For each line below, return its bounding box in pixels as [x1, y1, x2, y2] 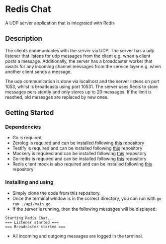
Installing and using [5, 179, 54, 186]
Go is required [12, 135, 42, 141]
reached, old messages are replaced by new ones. [5, 94, 109, 100]
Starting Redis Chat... [5, 215, 55, 221]
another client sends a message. [5, 69, 72, 75]
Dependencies [5, 123, 41, 130]
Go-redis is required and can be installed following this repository [12, 156, 147, 162]
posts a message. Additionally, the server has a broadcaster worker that [5, 58, 153, 64]
